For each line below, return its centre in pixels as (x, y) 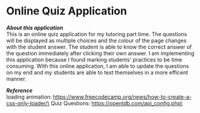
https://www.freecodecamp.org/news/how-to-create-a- (123, 97)
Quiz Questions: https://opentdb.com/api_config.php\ (117, 103)
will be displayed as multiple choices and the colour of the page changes (96, 40)
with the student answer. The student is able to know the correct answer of (99, 47)
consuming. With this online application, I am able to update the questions (98, 66)
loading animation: (29, 97)
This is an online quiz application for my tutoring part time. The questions (97, 34)
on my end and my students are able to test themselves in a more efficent (97, 72)
